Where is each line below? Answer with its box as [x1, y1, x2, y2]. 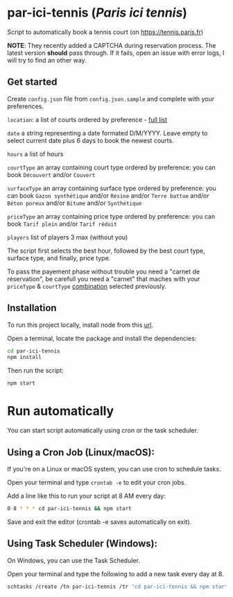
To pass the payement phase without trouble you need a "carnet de [7, 267, 200, 276]
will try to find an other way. [7, 56, 87, 64]
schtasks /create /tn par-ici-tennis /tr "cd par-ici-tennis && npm [7, 583, 209, 590]
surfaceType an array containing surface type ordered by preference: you [7, 184, 216, 192]
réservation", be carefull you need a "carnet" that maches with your [7, 274, 200, 283]
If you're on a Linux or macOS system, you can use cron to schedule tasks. [7, 464, 221, 473]
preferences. [7, 102, 44, 110]
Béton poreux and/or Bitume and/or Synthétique [7, 199, 142, 207]
